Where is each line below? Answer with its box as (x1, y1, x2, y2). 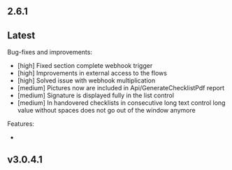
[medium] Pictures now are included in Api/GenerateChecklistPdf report (17, 84, 225, 92)
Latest (7, 29, 36, 41)
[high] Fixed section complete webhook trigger (17, 62, 153, 70)
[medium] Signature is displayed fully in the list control (17, 91, 175, 100)
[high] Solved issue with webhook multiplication (17, 76, 156, 85)
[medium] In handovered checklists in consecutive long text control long (17, 99, 226, 107)
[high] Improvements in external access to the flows (17, 69, 168, 78)
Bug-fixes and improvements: (7, 48, 93, 57)
